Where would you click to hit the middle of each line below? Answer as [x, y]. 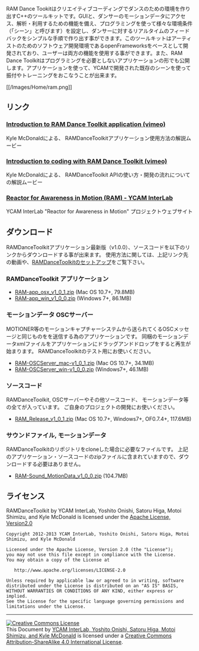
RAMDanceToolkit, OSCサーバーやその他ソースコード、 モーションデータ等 [97, 399]
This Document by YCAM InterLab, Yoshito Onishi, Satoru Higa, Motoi [91, 630]
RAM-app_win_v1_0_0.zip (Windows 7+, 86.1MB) [73, 298]
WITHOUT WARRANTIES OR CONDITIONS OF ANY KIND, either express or [90, 591]
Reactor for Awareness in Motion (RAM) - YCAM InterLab [90, 198]
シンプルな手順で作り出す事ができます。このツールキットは [99, 38]
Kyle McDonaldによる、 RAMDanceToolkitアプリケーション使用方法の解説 [96, 138]
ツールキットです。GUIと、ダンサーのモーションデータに [101, 16]
